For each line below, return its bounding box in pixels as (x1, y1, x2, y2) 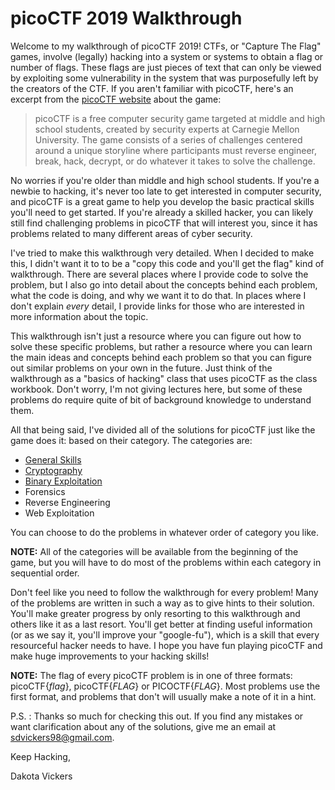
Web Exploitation (24, 507, 95, 519)
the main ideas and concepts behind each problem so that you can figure (10, 351, 312, 363)
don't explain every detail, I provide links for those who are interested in (10, 300, 305, 312)
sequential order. (10, 567, 80, 579)
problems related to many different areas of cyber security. (10, 227, 253, 239)
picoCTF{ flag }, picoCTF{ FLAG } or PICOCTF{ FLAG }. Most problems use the (10, 680, 321, 692)
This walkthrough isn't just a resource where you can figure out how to (10, 330, 302, 342)
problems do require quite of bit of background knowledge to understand (10, 393, 312, 406)
